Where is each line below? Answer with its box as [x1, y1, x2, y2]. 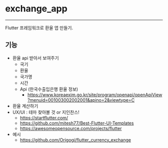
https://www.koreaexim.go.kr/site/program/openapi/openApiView [27, 92, 162, 98]
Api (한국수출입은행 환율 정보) [19, 86, 78, 92]
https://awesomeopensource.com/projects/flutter [19, 125, 122, 131]
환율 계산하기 [12, 103, 38, 109]
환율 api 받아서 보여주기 [12, 55, 59, 61]
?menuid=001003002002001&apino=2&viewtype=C [27, 97, 135, 103]
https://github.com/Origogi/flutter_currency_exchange [19, 137, 131, 143]
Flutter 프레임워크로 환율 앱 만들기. [5, 24, 73, 30]
